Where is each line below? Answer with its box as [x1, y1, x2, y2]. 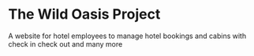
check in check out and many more [8, 39, 123, 48]
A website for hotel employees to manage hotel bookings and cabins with [8, 31, 247, 40]
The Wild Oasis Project [8, 5, 161, 23]
